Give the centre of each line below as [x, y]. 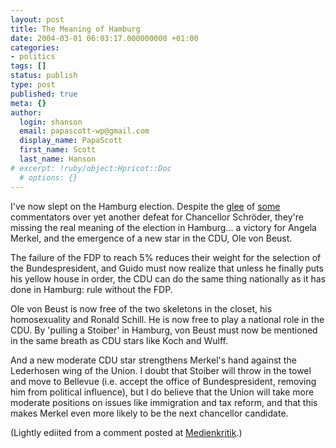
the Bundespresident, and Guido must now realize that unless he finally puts [167, 268]
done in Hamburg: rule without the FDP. [91, 289]
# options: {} [48, 177]
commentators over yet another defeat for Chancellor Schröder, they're [157, 217]
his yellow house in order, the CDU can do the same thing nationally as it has [168, 278]
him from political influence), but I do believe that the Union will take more [162, 392]
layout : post [37, 19]
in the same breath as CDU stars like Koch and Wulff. [119, 340]
